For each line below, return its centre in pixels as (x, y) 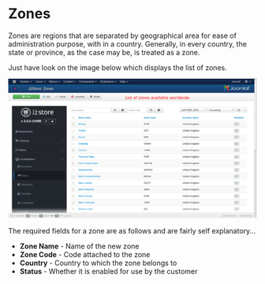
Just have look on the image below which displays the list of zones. (118, 67)
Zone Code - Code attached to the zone (85, 254)
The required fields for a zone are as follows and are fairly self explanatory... (132, 230)
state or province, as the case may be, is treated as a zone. (104, 52)
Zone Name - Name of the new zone (79, 246)
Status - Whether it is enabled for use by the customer (108, 271)
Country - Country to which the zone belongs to (98, 263)
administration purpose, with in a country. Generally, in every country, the (127, 43)
